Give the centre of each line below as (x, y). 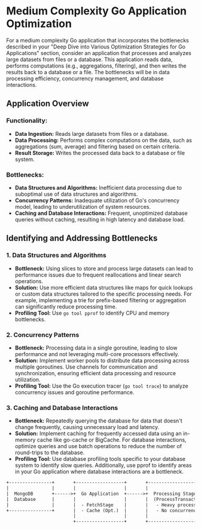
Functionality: (27, 121)
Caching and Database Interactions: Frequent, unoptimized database (101, 213)
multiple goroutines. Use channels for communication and (86, 367)
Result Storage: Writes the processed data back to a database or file (100, 153)
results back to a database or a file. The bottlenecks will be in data (88, 72)
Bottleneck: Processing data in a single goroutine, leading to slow (96, 348)
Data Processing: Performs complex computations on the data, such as (103, 140)
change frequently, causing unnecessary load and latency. (87, 427)
